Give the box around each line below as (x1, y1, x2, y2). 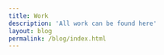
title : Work (8, 11, 48, 20)
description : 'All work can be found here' (8, 19, 158, 27)
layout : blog (8, 27, 53, 35)
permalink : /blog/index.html (8, 34, 107, 43)
